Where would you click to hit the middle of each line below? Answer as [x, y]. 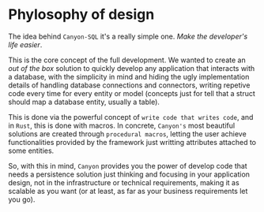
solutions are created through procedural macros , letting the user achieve [127, 134]
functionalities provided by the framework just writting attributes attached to [132, 142]
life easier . [25, 44]
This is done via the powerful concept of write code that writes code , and [131, 117]
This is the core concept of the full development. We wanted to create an [127, 60]
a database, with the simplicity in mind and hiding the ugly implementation [129, 76]
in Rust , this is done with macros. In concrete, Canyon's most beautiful [122, 125]
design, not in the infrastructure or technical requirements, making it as [124, 182]
